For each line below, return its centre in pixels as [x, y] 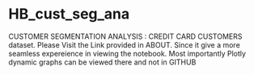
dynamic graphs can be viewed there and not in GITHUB [102, 62]
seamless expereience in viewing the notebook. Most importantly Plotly [127, 53]
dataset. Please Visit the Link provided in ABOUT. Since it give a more [124, 44]
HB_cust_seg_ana [69, 14]
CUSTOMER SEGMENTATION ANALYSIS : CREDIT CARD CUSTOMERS [125, 36]
